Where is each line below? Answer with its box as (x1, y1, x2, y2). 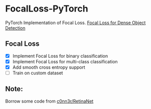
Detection (5, 25, 26, 31)
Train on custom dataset (12, 70, 63, 76)
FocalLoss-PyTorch (5, 3, 89, 15)
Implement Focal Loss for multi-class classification (12, 58, 118, 64)
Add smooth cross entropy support (12, 64, 86, 70)
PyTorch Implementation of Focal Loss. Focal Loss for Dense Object (5, 20, 146, 26)
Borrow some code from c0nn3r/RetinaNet (5, 98, 94, 104)
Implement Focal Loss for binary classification (12, 53, 108, 59)
